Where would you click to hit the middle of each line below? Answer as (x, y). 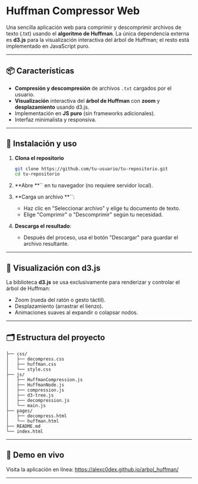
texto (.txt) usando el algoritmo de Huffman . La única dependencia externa (98, 33)
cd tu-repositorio (37, 174)
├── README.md (24, 426)
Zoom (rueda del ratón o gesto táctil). (60, 300)
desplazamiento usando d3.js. (52, 107)
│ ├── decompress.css (35, 359)
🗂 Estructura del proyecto (56, 337)
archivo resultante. (46, 244)
